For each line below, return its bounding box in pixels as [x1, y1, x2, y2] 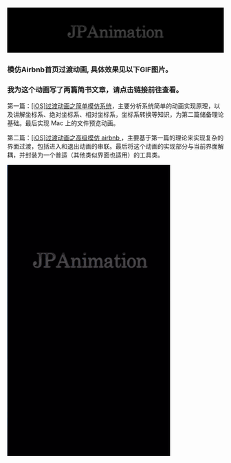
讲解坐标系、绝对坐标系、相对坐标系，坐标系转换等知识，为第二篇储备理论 [12, 111, 224, 119]
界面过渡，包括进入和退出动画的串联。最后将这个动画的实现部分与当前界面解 [7, 142, 224, 151]
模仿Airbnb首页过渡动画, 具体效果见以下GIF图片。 [7, 65, 173, 74]
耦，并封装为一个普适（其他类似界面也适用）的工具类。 [7, 151, 164, 159]
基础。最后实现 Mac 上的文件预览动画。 [7, 119, 120, 127]
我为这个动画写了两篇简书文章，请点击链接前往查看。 [7, 85, 184, 94]
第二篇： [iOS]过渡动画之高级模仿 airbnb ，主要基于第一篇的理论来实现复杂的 [7, 133, 224, 142]
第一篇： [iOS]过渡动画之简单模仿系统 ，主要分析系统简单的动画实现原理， [7, 102, 214, 110]
